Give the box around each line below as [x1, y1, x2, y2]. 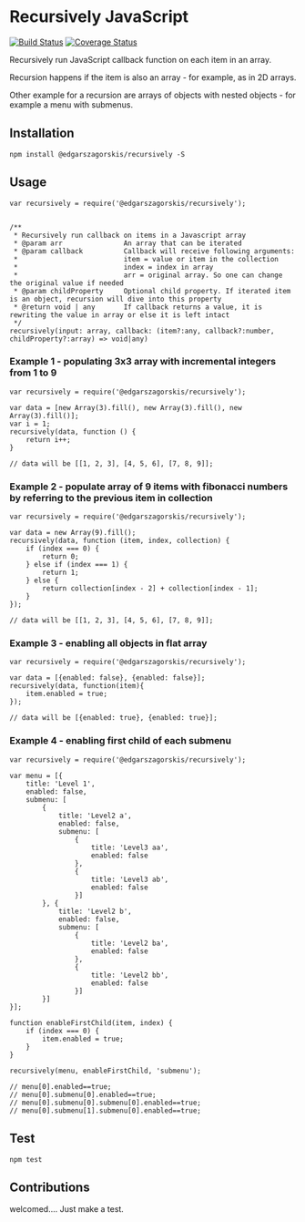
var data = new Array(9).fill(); [9, 529, 137, 538]
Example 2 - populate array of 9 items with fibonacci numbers [9, 480, 289, 493]
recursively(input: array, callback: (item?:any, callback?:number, [9, 326, 275, 335]
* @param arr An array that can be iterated [13, 239, 243, 248]
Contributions [9, 1179, 90, 1195]
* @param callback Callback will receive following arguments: [13, 246, 296, 256]
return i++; [25, 435, 71, 444]
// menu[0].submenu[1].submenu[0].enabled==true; [9, 1105, 202, 1115]
